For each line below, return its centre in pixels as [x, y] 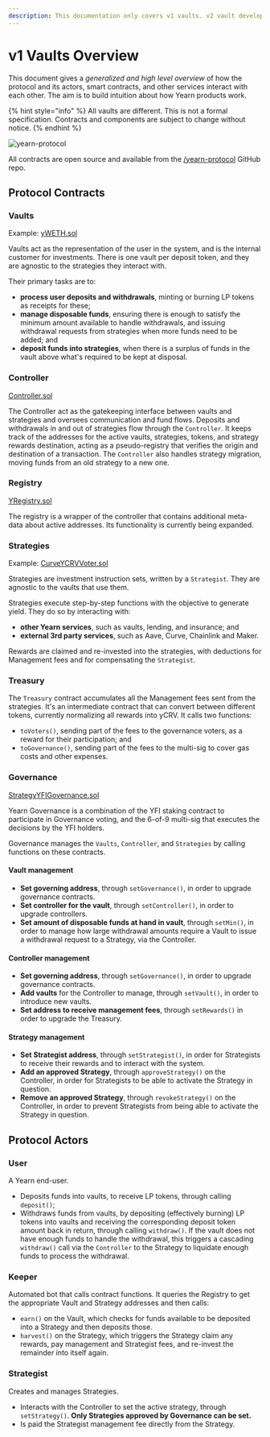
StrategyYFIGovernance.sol [54, 795]
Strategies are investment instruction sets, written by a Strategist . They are [134, 579]
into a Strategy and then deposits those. [86, 1327]
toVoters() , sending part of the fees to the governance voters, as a [131, 731]
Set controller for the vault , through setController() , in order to [127, 905]
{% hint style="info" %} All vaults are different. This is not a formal [118, 110]
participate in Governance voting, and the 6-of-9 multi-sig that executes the [134, 819]
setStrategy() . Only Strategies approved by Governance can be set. [135, 1415]
